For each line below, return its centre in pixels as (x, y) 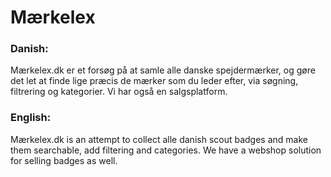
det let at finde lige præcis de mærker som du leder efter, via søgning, (154, 81)
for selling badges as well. (64, 160)
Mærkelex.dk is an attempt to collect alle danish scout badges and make (159, 139)
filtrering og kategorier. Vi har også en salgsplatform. (119, 92)
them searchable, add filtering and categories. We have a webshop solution (166, 150)
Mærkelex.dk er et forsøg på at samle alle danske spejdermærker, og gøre (163, 70)
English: (31, 118)
